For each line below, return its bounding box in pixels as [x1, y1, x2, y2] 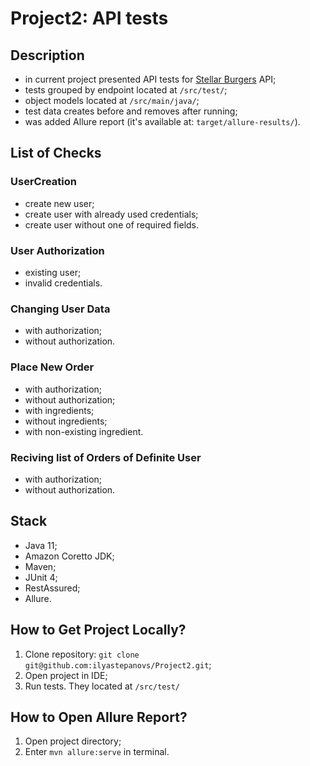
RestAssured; [24, 582, 81, 594]
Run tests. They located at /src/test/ [24, 680, 180, 692]
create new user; [24, 197, 95, 209]
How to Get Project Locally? [10, 622, 187, 639]
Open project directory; [24, 735, 122, 747]
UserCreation [10, 175, 77, 189]
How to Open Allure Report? [10, 708, 188, 726]
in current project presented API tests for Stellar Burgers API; [24, 73, 277, 85]
